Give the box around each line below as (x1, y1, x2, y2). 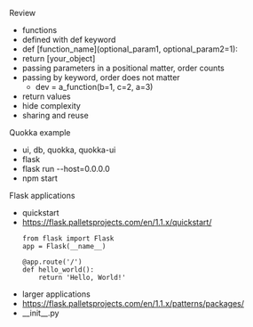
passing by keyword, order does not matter (21, 72, 180, 83)
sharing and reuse (21, 110, 89, 120)
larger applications (21, 289, 91, 299)
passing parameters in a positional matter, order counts (21, 62, 225, 73)
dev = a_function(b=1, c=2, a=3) (35, 82, 154, 92)
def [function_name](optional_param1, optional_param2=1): (21, 44, 238, 54)
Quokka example (9, 127, 71, 137)
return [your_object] (21, 53, 96, 63)
